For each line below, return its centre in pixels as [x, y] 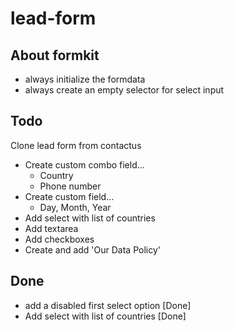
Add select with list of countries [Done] [105, 316]
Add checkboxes [59, 239]
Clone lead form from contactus [76, 145]
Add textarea [51, 228]
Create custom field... [69, 196]
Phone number [70, 186]
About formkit [55, 55]
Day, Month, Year [75, 207]
